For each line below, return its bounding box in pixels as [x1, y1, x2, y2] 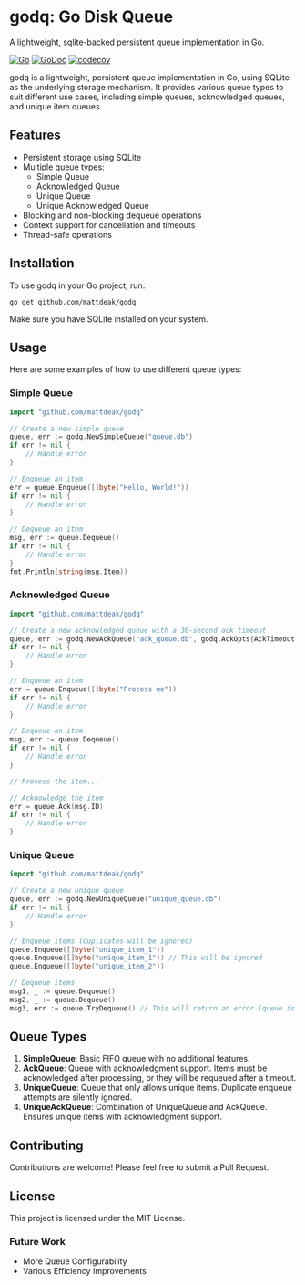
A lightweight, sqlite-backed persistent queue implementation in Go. [9, 36, 265, 47]
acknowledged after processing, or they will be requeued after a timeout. [22, 1073, 297, 1083]
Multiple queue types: [22, 161, 105, 172]
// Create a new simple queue [9, 424, 125, 433]
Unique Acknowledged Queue [36, 200, 149, 211]
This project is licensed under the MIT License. [9, 1213, 186, 1224]
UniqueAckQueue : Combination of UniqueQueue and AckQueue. [22, 1102, 268, 1113]
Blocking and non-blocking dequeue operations [22, 210, 202, 221]
